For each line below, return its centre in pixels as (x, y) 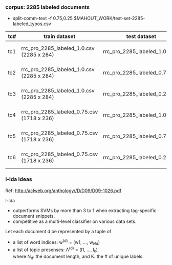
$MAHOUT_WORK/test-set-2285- (109, 18)
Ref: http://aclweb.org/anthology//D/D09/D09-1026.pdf (63, 191)
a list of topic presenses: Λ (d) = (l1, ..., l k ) (55, 250)
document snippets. (34, 216)
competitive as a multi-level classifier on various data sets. (74, 221)
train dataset (59, 36)
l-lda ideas (19, 179)
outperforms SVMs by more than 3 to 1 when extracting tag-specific (84, 210)
